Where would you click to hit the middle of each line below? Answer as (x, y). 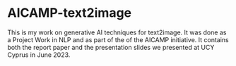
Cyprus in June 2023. (39, 55)
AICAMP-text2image (70, 13)
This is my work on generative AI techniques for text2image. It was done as (117, 32)
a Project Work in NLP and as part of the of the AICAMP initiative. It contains (118, 39)
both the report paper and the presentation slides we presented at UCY (111, 47)
